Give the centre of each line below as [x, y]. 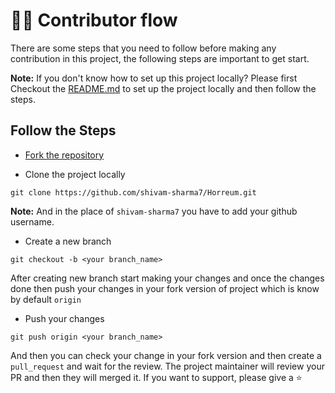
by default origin [46, 299]
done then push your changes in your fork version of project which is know [165, 288]
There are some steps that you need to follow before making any [143, 48]
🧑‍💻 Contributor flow [94, 20]
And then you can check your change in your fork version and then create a [166, 355]
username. [32, 221]
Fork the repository [64, 155]
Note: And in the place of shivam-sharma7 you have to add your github [154, 211]
